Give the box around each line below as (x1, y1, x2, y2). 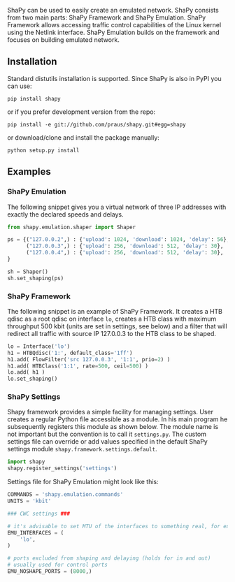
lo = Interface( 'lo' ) (7, 342, 71, 350)
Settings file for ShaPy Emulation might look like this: (7, 478, 159, 486)
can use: (7, 82, 33, 90)
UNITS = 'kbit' (7, 497, 52, 505)
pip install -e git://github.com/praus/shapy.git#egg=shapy (7, 121, 187, 128)
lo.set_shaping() (7, 375, 58, 383)
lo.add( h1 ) (7, 369, 45, 376)
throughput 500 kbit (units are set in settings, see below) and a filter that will (7, 321, 227, 330)
